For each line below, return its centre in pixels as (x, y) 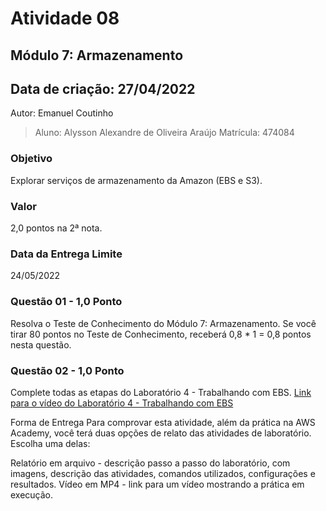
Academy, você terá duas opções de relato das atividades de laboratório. (161, 433)
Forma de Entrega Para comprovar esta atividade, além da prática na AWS (163, 422)
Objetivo (31, 159)
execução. (32, 494)
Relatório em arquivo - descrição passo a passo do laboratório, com (150, 463)
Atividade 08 (65, 18)
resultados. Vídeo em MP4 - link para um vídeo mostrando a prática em (157, 484)
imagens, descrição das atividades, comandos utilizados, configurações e (163, 473)
